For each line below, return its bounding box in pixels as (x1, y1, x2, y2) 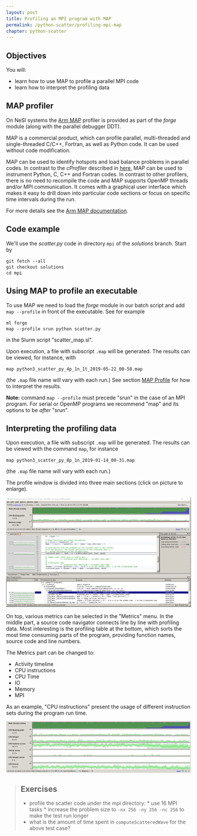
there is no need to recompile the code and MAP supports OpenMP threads (6, 177, 189, 184)
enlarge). (6, 486, 28, 493)
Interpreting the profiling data (6, 423, 117, 433)
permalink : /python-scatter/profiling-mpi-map (6, 22, 122, 28)
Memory (14, 685, 35, 692)
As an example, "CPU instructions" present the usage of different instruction (6, 703, 191, 710)
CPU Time (14, 673, 40, 680)
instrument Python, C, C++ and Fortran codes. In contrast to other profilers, (6, 171, 189, 178)
